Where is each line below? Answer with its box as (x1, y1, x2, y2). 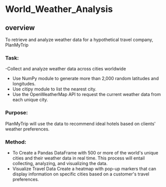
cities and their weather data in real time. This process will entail (12, 155, 145, 161)
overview (5, 23, 35, 32)
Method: (5, 138, 26, 145)
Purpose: (5, 109, 28, 116)
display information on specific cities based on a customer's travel (12, 171, 149, 177)
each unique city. (12, 96, 48, 103)
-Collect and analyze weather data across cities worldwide (5, 66, 126, 72)
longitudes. (12, 81, 36, 87)
